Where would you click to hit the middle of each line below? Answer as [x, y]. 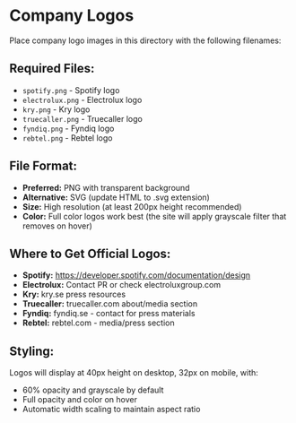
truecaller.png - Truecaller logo [83, 118]
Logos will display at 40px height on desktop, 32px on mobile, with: [134, 373]
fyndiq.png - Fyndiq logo [68, 128]
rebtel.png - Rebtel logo [67, 138]
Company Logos [72, 16]
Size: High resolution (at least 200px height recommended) [132, 206]
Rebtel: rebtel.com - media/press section [98, 323]
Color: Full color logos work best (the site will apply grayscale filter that [154, 216]
